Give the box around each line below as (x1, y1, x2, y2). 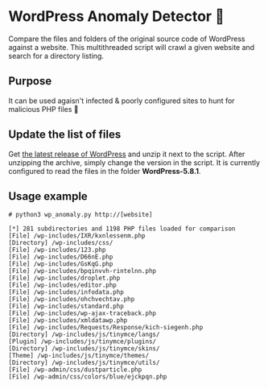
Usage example (8, 189, 89, 203)
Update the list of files (8, 128, 122, 142)
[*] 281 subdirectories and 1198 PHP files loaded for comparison (8, 225, 236, 233)
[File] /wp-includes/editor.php (8, 281, 117, 289)
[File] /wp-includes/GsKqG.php (8, 260, 113, 268)
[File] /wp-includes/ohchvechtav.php (8, 296, 135, 304)
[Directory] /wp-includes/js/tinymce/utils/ (8, 358, 160, 367)
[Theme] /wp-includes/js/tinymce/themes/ (8, 352, 150, 360)
